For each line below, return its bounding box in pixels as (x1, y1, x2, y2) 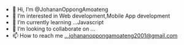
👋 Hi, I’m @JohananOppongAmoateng (12, 6, 109, 13)
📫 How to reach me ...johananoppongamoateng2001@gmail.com (12, 32, 178, 39)
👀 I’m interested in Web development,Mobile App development (12, 12, 171, 19)
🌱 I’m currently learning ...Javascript (12, 19, 104, 26)
